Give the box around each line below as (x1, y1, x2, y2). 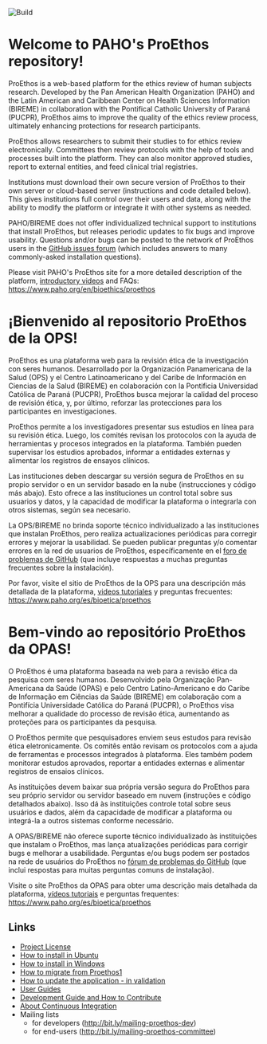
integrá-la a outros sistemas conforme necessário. (8, 815, 174, 825)
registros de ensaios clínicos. (8, 766, 104, 776)
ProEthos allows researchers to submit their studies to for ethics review (8, 136, 242, 146)
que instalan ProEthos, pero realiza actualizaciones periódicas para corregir (8, 528, 257, 538)
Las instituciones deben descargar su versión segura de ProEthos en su (8, 471, 245, 481)
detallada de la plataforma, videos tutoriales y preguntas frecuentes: (8, 587, 233, 596)
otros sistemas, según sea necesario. (8, 504, 132, 514)
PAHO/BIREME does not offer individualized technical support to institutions (8, 218, 257, 227)
